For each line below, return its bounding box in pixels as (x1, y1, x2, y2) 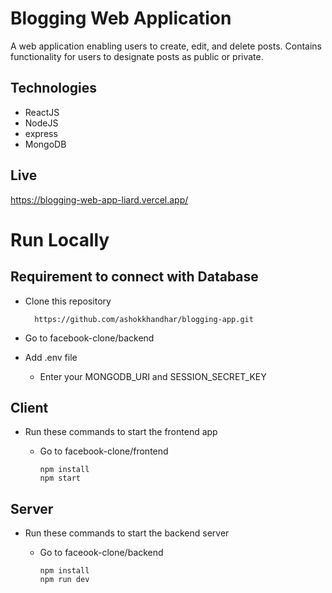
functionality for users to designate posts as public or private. (10, 50, 264, 62)
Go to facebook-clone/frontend (39, 445, 169, 457)
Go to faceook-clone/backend (39, 547, 164, 559)
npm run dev (39, 575, 90, 585)
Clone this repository (24, 295, 112, 307)
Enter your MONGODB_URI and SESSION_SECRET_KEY (39, 370, 267, 382)
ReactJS (24, 106, 60, 118)
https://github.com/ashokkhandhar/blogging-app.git (34, 314, 254, 324)
